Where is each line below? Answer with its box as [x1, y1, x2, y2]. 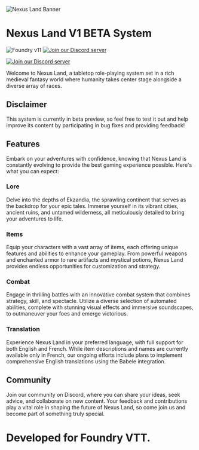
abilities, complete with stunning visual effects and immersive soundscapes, [6, 304, 194, 311]
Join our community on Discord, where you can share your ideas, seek [6, 391, 180, 398]
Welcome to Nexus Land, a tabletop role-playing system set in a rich [6, 69, 174, 76]
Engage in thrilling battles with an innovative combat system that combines [6, 291, 191, 298]
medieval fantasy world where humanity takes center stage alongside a [6, 75, 182, 83]
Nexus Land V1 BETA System [6, 27, 152, 40]
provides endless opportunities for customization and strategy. [6, 263, 161, 270]
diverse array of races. [6, 82, 62, 89]
